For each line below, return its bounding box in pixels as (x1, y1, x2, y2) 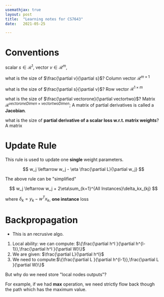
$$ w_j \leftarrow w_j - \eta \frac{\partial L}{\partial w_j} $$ (22, 166, 145, 172)
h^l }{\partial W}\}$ (46, 246, 85, 252)
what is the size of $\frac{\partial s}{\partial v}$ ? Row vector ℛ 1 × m (5, 85, 143, 92)
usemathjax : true (5, 7, 41, 12)
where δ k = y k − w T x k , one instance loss (5, 195, 89, 203)
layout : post (5, 12, 32, 17)
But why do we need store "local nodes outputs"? (5, 272, 107, 278)
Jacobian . (5, 108, 26, 114)
